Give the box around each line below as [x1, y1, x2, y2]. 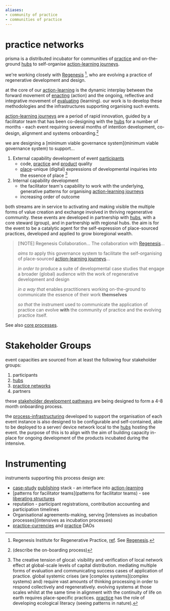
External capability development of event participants [12, 155, 124, 161]
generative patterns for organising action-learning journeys [20, 189, 144, 195]
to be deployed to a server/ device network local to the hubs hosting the [5, 424, 156, 430]
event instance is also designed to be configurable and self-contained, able [5, 419, 163, 425]
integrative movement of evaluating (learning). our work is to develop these [5, 98, 162, 104]
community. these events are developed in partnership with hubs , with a [5, 215, 156, 221]
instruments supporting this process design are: [5, 475, 105, 481]
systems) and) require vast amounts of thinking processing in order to [12, 578, 158, 585]
